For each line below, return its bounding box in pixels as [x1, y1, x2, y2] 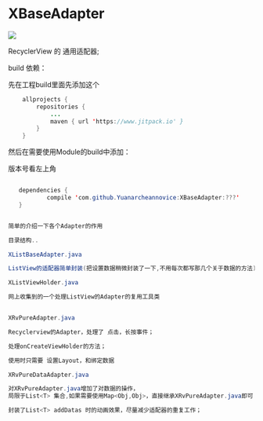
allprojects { [22, 95, 68, 103]
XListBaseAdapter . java [8, 251, 82, 258]
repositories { [36, 103, 86, 111]
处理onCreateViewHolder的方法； [8, 342, 107, 350]
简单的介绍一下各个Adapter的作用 [8, 221, 103, 230]
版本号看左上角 [8, 164, 56, 174]
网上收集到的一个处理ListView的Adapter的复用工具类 [8, 293, 160, 301]
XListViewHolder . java [8, 279, 79, 287]
